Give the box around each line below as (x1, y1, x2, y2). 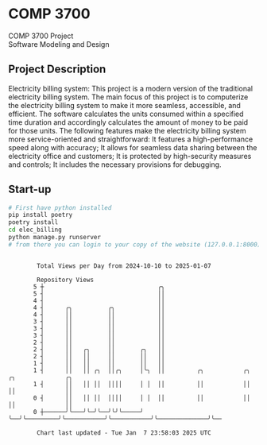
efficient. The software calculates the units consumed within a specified (8, 109, 244, 118)
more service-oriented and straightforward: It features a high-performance (8, 134, 253, 144)
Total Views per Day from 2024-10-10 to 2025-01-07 (37, 261, 212, 270)
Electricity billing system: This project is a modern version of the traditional (8, 83, 253, 93)
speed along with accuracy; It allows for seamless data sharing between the (8, 142, 257, 152)
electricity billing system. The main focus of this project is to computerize (8, 92, 249, 102)
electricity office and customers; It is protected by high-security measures (8, 151, 252, 161)
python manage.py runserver (8, 234, 102, 242)
